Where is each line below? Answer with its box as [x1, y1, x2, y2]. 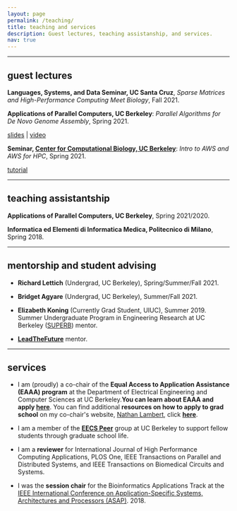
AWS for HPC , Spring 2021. [7, 151, 87, 160]
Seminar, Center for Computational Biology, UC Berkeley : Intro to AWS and [7, 144, 229, 153]
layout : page [7, 10, 46, 18]
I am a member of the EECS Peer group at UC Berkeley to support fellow [17, 424, 229, 433]
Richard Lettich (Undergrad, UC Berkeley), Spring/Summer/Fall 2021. [17, 278, 219, 287]
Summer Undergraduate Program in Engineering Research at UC [17, 313, 205, 322]
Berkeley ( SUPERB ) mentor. [17, 321, 98, 329]
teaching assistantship [7, 192, 111, 205]
